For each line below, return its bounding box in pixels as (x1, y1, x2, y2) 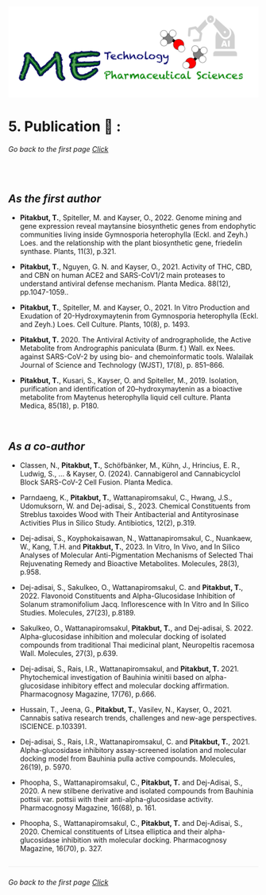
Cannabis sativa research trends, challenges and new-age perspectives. (19, 713, 257, 723)
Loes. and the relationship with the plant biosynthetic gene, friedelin (19, 238, 242, 248)
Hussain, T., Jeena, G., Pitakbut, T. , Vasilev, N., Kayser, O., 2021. (19, 705, 232, 715)
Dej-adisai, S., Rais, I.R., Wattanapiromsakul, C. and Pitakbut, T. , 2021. (19, 737, 250, 746)
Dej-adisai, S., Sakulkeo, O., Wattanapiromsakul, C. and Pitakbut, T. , (19, 583, 244, 592)
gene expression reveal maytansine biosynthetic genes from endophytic (19, 222, 256, 231)
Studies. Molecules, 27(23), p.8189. (19, 608, 137, 618)
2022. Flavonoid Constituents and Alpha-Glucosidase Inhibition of (19, 591, 236, 601)
